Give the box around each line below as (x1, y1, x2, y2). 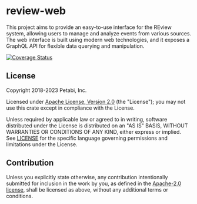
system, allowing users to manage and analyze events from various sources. (6, 29, 192, 37)
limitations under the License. (6, 140, 78, 148)
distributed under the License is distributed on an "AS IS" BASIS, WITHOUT (6, 122, 188, 129)
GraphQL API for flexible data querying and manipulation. (6, 42, 145, 50)
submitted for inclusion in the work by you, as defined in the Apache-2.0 (6, 180, 181, 187)
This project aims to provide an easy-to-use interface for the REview (6, 24, 172, 31)
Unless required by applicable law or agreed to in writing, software (6, 116, 168, 123)
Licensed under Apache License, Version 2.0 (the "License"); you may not (6, 98, 186, 105)
